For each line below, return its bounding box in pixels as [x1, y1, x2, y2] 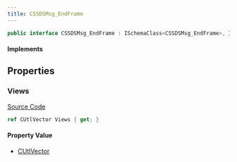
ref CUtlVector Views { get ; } [7, 116, 99, 123]
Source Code [7, 102, 46, 111]
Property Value [7, 131, 53, 139]
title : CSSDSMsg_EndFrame [7, 10, 83, 18]
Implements [7, 45, 44, 54]
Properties [7, 65, 55, 77]
